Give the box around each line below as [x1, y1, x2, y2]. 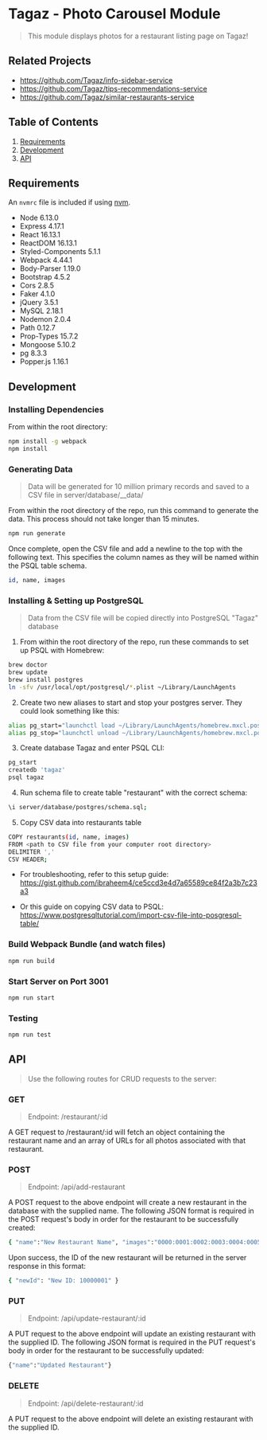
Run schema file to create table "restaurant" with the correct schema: [19, 788, 248, 797]
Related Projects [8, 54, 91, 68]
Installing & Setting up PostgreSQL [8, 595, 145, 606]
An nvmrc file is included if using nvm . [8, 198, 131, 207]
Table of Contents [8, 115, 99, 129]
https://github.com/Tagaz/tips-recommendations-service [19, 84, 208, 93]
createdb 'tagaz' [8, 766, 66, 774]
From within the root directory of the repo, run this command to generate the [8, 506, 259, 515]
